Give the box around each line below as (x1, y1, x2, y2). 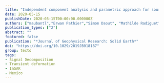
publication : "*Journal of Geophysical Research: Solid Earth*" (5, 39, 139, 44)
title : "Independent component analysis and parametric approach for (5, 7, 150, 12)
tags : (5, 52, 16, 58)
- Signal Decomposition (5, 57, 54, 62)
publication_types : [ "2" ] (5, 25, 58, 30)
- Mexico (5, 71, 23, 76)
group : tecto (5, 48, 32, 53)
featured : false (5, 35, 38, 40)
